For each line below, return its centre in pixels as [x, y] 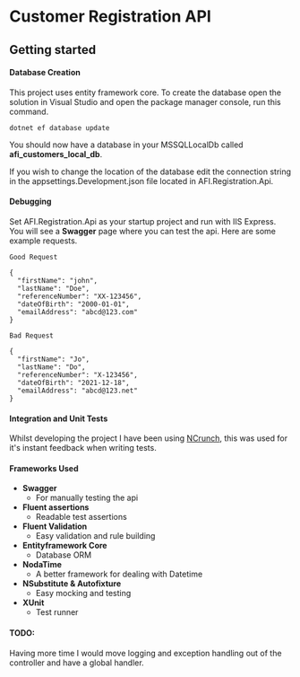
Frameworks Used [44, 468]
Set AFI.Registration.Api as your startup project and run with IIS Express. [143, 221]
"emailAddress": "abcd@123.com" [78, 312]
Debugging [30, 202]
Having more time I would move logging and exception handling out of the [146, 653]
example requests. [43, 241]
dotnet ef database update [60, 127]
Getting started [53, 50]
